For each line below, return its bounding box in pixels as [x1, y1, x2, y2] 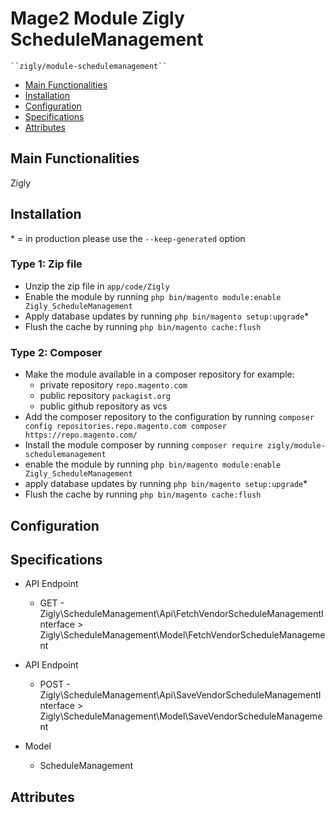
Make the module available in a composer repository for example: [24, 368, 295, 381]
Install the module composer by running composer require [24, 439, 263, 451]
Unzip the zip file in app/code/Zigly [24, 280, 170, 292]
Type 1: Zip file [10, 257, 83, 271]
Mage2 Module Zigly [10, 7, 185, 30]
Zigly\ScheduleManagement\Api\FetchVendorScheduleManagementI [39, 608, 324, 620]
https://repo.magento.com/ [24, 430, 138, 441]
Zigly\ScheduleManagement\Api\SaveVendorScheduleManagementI [39, 689, 322, 701]
